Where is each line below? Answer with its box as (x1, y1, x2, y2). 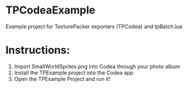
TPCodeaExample (5, 4, 96, 17)
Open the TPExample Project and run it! (14, 75, 111, 82)
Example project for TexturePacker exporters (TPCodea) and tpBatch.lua (5, 23, 183, 30)
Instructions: (5, 43, 70, 57)
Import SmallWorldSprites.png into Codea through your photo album (14, 63, 181, 70)
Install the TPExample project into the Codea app (14, 69, 134, 76)
